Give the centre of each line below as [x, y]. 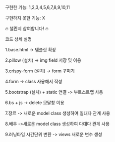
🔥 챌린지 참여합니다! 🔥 [27, 28]
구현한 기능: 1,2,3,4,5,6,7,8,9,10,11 [38, 7]
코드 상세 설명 [19, 39]
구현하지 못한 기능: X [25, 18]
